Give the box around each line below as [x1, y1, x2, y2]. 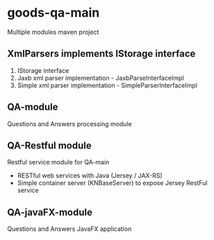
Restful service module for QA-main [7, 158, 110, 166]
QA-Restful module [7, 139, 92, 151]
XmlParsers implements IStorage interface [7, 48, 196, 60]
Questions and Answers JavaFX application [7, 225, 132, 233]
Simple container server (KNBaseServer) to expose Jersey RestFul [17, 179, 208, 187]
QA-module [7, 101, 58, 113]
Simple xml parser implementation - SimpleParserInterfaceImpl [17, 81, 198, 89]
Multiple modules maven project [7, 28, 99, 36]
